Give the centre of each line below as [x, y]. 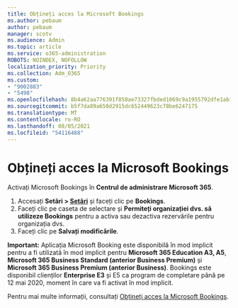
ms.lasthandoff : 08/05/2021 [49, 126]
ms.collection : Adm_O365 [44, 73]
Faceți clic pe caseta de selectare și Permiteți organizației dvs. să [115, 209]
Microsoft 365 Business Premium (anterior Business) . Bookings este [109, 268]
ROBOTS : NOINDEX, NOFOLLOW [47, 60]
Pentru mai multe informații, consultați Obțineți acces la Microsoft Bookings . [118, 297]
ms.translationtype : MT [42, 113]
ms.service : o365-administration [57, 54]
